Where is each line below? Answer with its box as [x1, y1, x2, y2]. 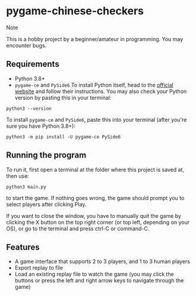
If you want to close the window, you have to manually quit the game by [6, 212, 181, 219]
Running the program [6, 150, 87, 161]
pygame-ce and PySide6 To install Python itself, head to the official [14, 81, 173, 88]
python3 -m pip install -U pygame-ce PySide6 [6, 134, 121, 140]
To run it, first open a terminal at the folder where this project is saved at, [6, 166, 185, 173]
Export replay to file [14, 264, 64, 272]
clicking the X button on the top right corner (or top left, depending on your [6, 218, 190, 226]
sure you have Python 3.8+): [6, 122, 76, 129]
